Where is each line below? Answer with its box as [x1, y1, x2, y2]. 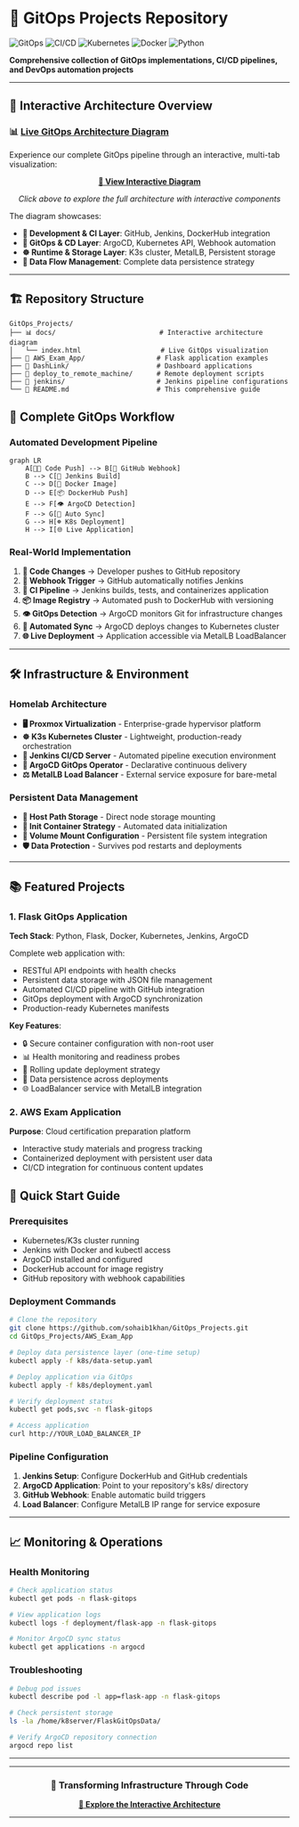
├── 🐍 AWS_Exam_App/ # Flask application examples [9, 354, 269, 363]
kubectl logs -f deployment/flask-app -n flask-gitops [9, 1619, 217, 1627]
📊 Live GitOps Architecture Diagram [9, 126, 169, 138]
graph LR [9, 456, 42, 466]
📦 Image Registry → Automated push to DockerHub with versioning [21, 595, 274, 606]
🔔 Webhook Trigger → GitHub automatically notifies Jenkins [21, 575, 244, 586]
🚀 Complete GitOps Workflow [9, 409, 175, 424]
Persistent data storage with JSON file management [21, 975, 213, 985]
